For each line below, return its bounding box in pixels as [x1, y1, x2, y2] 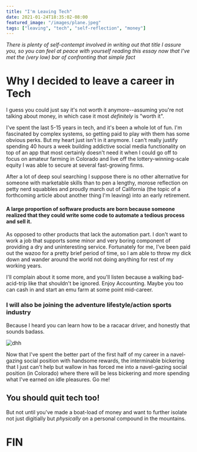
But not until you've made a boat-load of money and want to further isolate [6, 408, 187, 415]
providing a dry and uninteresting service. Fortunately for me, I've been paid [6, 243, 191, 250]
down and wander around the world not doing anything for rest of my [6, 256, 174, 263]
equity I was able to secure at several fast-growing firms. [6, 161, 145, 169]
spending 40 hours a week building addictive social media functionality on [6, 143, 186, 150]
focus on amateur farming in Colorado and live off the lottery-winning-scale [6, 156, 189, 163]
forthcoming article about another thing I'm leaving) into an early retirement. [6, 192, 191, 199]
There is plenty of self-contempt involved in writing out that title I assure [6, 41, 181, 48]
